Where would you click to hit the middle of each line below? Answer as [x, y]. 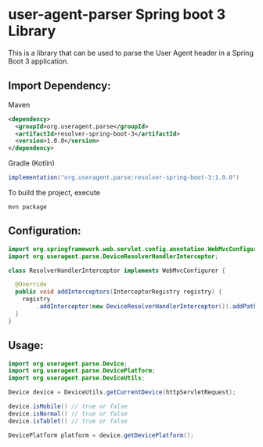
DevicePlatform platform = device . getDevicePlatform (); [101, 435]
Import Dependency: [59, 86]
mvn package [27, 207]
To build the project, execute [54, 193]
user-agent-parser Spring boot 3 [117, 15]
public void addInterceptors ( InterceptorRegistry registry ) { [119, 292]
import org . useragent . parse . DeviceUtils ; [77, 378]
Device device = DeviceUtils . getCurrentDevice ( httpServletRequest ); [122, 392]
